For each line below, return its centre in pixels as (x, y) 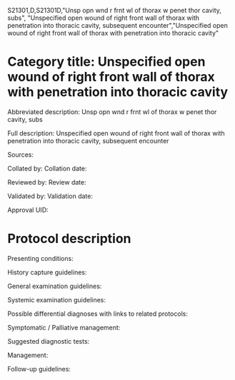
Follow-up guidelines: (39, 369)
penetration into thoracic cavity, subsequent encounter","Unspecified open (118, 25)
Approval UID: (28, 210)
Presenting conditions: (40, 258)
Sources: (21, 154)
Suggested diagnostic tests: (49, 341)
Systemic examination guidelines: (56, 299)
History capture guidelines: (47, 272)
